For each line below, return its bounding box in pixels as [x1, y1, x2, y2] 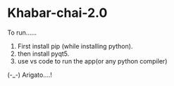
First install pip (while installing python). [17, 42, 133, 50]
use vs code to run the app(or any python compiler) [17, 56, 168, 65]
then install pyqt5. [17, 49, 70, 58]
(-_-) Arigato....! [7, 70, 53, 79]
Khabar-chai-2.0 [7, 5, 108, 21]
